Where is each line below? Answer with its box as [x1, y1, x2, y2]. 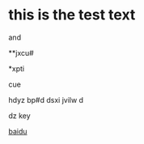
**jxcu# [8, 48, 34, 57]
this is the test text [8, 6, 136, 24]
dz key [8, 111, 31, 121]
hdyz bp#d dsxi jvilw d [8, 95, 83, 104]
